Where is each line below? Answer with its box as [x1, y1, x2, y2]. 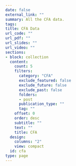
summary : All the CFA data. [5, 17, 65, 22]
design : [10, 135, 26, 140]
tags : [5, 21, 17, 27]
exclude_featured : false [18, 78, 71, 83]
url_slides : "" [5, 40, 37, 46]
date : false [5, 7, 30, 13]
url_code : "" [5, 31, 33, 36]
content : [10, 59, 28, 64]
